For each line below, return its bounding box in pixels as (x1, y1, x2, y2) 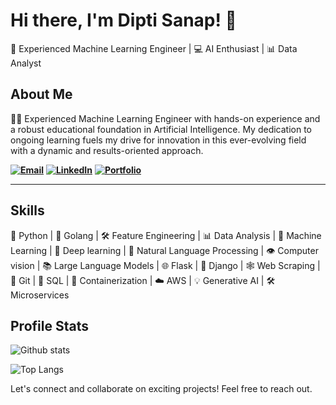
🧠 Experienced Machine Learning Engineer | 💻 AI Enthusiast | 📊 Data (10, 42, 298, 54)
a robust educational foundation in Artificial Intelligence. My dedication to (10, 123, 313, 135)
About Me (10, 86, 73, 103)
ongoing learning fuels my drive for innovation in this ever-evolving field (10, 134, 307, 146)
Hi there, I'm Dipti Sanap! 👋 (10, 9, 237, 32)
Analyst (10, 57, 42, 69)
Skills (10, 202, 45, 219)
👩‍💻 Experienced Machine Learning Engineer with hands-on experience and (10, 112, 321, 124)
